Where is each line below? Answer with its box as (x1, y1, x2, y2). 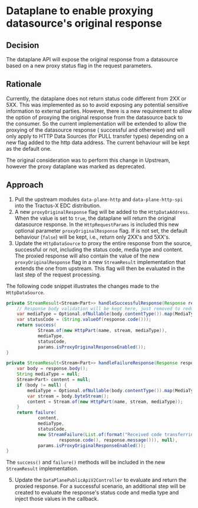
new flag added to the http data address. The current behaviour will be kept (6, 139, 190, 146)
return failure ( (16, 409, 57, 416)
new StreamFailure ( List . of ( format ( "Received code (37, 431, 162, 438)
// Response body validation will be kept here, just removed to (16, 305, 181, 311)
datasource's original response (6, 17, 162, 30)
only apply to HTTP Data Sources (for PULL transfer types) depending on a (6, 132, 189, 139)
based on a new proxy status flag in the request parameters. (6, 62, 153, 69)
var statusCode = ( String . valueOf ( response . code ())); (16, 317, 151, 323)
